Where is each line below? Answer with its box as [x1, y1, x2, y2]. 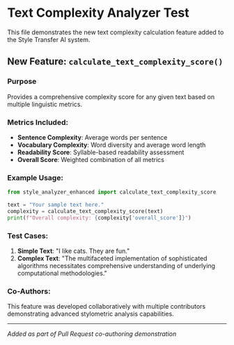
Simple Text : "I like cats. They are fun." [17, 247, 130, 256]
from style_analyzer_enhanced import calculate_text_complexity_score [7, 189, 217, 196]
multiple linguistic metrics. [7, 100, 82, 108]
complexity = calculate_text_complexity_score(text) [7, 207, 164, 214]
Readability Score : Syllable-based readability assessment [17, 148, 185, 156]
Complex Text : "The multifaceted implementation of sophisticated [17, 254, 208, 263]
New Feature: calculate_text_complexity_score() [7, 56, 224, 68]
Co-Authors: [7, 286, 51, 296]
